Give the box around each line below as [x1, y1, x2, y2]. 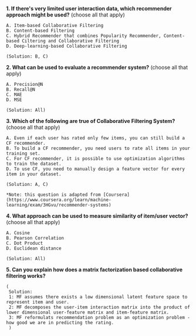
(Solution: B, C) [6, 54, 49, 59]
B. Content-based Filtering [6, 28, 75, 34]
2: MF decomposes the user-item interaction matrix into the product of [8, 304, 191, 310]
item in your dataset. [6, 171, 62, 177]
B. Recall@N [6, 87, 35, 92]
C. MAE [6, 92, 22, 98]
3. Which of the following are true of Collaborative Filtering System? [6, 118, 175, 124]
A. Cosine [6, 230, 31, 236]
